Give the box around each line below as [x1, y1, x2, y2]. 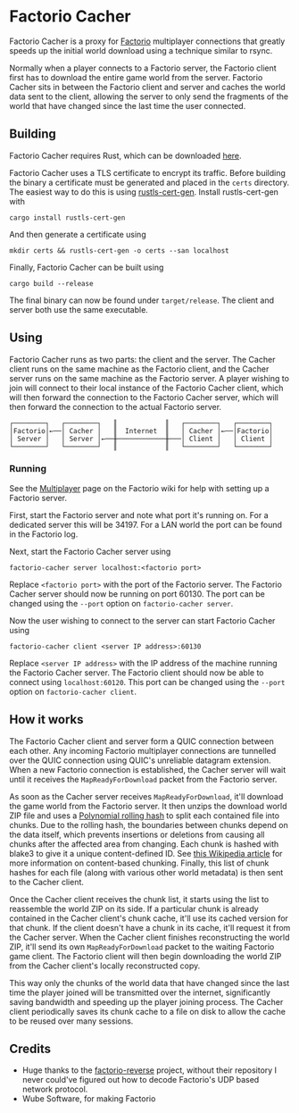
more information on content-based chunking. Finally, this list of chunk [9, 858, 270, 868]
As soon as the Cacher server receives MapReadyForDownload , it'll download [9, 791, 284, 801]
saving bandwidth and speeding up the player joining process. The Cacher [9, 996, 284, 1007]
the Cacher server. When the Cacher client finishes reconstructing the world [9, 932, 290, 942]
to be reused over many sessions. [9, 1016, 134, 1026]
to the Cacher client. [9, 876, 85, 887]
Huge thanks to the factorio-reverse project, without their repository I [21, 1065, 278, 1075]
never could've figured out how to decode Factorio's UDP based [21, 1075, 260, 1085]
